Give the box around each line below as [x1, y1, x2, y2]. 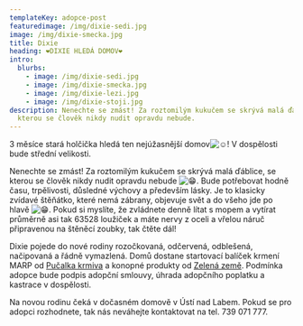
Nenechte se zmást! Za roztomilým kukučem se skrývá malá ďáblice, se [9, 166, 277, 177]
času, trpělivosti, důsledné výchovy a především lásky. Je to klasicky [9, 185, 266, 196]
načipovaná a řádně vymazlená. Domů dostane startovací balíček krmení [9, 250, 280, 262]
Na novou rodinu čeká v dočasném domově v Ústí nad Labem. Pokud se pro [9, 297, 292, 308]
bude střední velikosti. [9, 148, 92, 159]
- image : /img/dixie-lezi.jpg [25, 88, 140, 98]
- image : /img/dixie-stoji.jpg [25, 97, 143, 107]
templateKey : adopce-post [9, 13, 106, 23]
